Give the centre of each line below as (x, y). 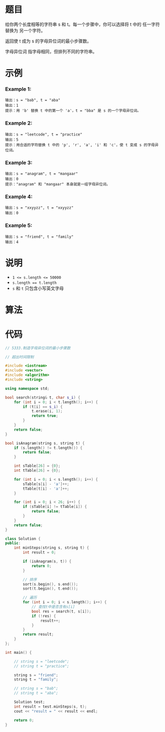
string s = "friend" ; (36, 675)
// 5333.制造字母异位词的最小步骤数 (38, 348)
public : (13, 543)
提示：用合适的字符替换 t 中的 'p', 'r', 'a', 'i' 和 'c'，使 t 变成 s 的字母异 (82, 145)
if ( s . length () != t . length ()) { (48, 448)
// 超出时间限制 (19, 357)
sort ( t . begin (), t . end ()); (50, 589)
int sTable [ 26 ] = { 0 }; (37, 466)
